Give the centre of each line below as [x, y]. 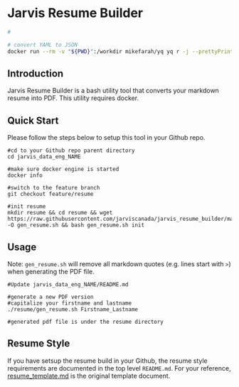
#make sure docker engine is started [63, 169]
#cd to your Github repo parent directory [71, 151]
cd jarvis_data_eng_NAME [44, 157]
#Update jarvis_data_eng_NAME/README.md [68, 285]
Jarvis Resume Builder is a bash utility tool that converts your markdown [113, 91]
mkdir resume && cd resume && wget [60, 213]
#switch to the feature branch [54, 188]
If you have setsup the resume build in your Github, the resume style [107, 361]
